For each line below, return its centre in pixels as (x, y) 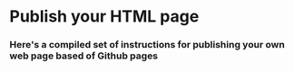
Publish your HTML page (104, 17)
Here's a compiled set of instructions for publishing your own (147, 45)
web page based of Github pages (84, 56)
